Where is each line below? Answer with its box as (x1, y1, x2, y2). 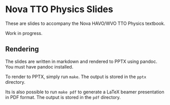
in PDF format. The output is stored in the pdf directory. (5, 94, 121, 100)
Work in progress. (5, 30, 43, 36)
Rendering (5, 45, 39, 54)
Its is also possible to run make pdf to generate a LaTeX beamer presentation (5, 89, 164, 95)
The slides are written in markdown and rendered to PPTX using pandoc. (5, 58, 157, 64)
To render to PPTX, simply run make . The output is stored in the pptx (5, 74, 147, 80)
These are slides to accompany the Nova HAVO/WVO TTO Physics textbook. (5, 20, 165, 26)
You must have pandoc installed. (5, 63, 74, 69)
